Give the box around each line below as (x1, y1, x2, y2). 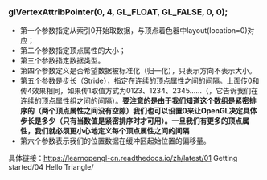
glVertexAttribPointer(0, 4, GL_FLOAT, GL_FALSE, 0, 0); (8, 6, 228, 18)
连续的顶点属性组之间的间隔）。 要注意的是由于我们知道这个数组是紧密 (19, 96, 249, 106)
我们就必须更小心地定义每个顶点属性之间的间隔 (34, 126, 190, 136)
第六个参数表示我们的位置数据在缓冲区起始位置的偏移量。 (19, 136, 211, 146)
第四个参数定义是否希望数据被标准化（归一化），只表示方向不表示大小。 (19, 66, 257, 76)
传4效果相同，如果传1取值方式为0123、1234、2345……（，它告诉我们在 (19, 86, 259, 96)
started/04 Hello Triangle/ (8, 162, 94, 172)
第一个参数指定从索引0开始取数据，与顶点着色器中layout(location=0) (19, 26, 248, 35)
